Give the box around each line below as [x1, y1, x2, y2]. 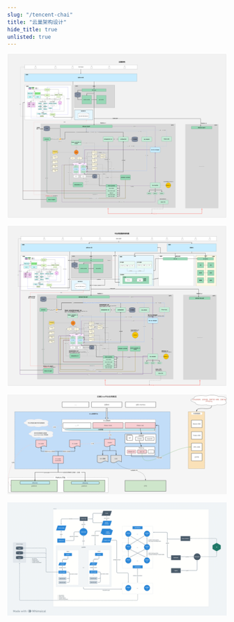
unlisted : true [7, 33, 52, 40]
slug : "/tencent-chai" [7, 11, 73, 18]
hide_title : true [7, 26, 58, 33]
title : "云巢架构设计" [7, 18, 67, 26]
